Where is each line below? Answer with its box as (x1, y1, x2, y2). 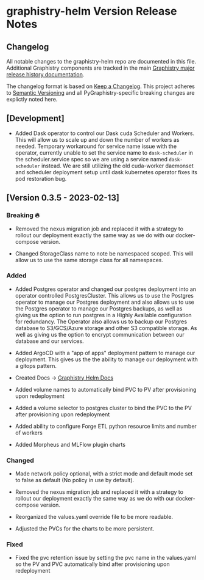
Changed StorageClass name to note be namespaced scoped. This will (15, 249, 194, 257)
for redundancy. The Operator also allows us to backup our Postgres (15, 318, 188, 325)
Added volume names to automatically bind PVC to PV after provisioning (15, 386, 197, 393)
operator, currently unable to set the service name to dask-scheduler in (15, 149, 194, 156)
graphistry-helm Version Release (6, 4, 177, 18)
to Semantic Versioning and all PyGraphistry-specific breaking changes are (6, 89, 195, 96)
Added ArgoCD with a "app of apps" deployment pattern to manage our (15, 349, 195, 356)
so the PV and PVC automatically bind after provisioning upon (15, 560, 170, 568)
